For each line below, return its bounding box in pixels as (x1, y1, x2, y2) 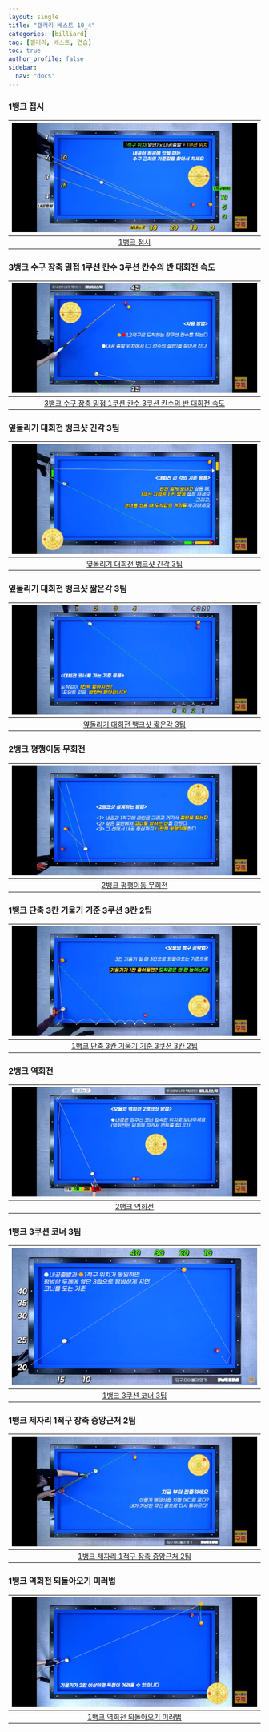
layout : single (8, 13, 59, 21)
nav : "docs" (15, 72, 56, 80)
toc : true (8, 46, 42, 55)
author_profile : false (8, 55, 84, 63)
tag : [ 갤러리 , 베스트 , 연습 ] (8, 38, 92, 46)
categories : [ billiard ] (8, 30, 88, 38)
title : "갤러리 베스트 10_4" (8, 21, 96, 30)
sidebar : (8, 64, 38, 72)
